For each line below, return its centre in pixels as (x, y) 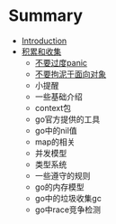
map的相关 (55, 142)
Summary (45, 16)
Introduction (44, 41)
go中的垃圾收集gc (68, 198)
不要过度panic (61, 62)
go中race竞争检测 (67, 210)
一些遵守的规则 (62, 175)
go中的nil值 (56, 130)
